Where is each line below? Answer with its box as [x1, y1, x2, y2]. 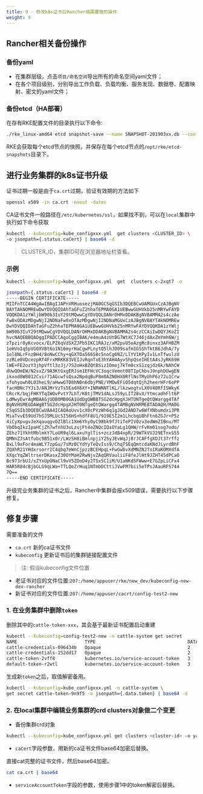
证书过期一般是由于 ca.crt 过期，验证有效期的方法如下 [6, 187, 139, 195]
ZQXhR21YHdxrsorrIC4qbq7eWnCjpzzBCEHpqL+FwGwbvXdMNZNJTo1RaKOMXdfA [6, 447, 180, 453]
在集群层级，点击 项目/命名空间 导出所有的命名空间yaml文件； [14, 73, 163, 80]
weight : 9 [6, 15, 31, 21]
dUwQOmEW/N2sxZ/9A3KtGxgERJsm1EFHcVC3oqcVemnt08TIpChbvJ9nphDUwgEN [6, 368, 180, 375]
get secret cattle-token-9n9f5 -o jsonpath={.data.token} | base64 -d [6, 690, 188, 697]
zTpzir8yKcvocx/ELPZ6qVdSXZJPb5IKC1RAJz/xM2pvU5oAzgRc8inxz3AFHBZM [6, 340, 180, 346]
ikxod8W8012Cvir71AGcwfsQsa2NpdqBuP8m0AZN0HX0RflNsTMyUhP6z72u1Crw [6, 374, 180, 380]
